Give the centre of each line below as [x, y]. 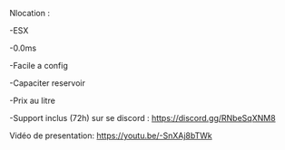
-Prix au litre [33, 100]
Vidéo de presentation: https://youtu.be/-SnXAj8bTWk [111, 136]
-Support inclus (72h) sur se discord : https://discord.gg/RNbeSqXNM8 [142, 118]
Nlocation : [29, 13]
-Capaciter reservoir [48, 83]
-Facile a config [39, 66]
